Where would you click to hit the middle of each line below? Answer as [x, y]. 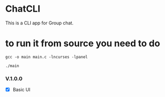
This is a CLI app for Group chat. [40, 23]
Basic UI [21, 90]
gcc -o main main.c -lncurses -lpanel [46, 57]
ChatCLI [23, 9]
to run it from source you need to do [83, 43]
